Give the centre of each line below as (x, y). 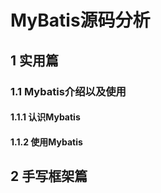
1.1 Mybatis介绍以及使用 (68, 91)
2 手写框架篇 (49, 176)
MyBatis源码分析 (80, 20)
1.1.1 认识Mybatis (45, 117)
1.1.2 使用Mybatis (46, 142)
